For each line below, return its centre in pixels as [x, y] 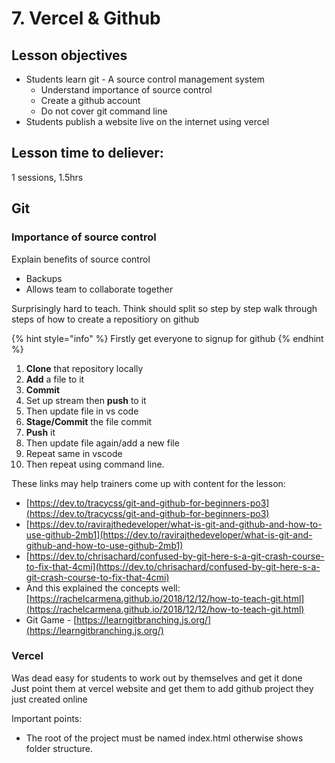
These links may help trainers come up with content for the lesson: [148, 483]
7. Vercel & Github [86, 18]
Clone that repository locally [84, 368]
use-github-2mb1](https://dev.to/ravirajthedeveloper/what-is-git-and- [169, 534]
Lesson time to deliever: [87, 153]
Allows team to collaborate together [99, 289]
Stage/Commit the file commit [89, 421]
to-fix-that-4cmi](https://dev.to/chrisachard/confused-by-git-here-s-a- [173, 566]
